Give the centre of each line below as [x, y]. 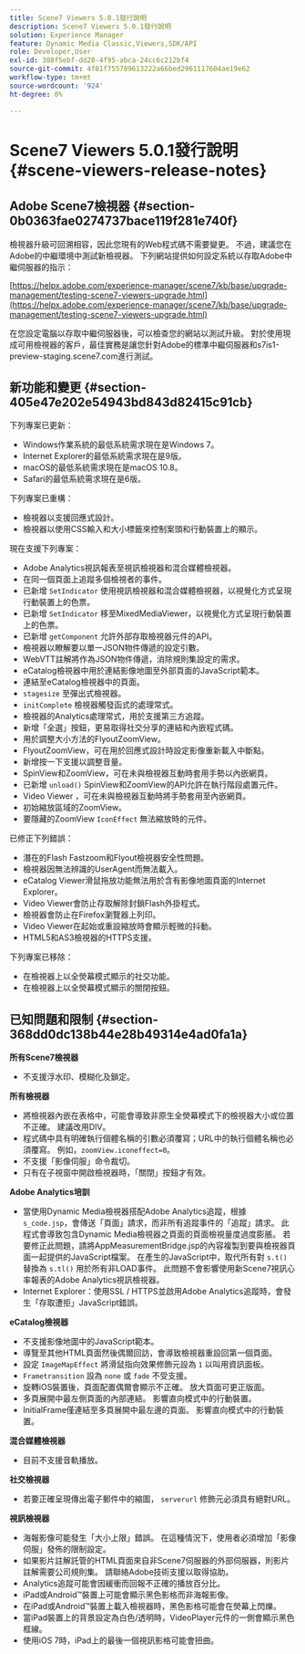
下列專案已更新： [41, 425]
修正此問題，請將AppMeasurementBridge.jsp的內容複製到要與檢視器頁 [163, 1246]
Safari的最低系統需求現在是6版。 [84, 479]
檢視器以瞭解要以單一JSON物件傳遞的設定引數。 [113, 648]
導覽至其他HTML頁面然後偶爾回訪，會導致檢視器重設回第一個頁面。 [150, 1353]
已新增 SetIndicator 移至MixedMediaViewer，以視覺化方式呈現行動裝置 [157, 613]
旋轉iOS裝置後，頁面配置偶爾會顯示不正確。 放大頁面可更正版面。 [146, 1387]
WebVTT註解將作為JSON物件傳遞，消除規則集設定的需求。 [133, 659]
